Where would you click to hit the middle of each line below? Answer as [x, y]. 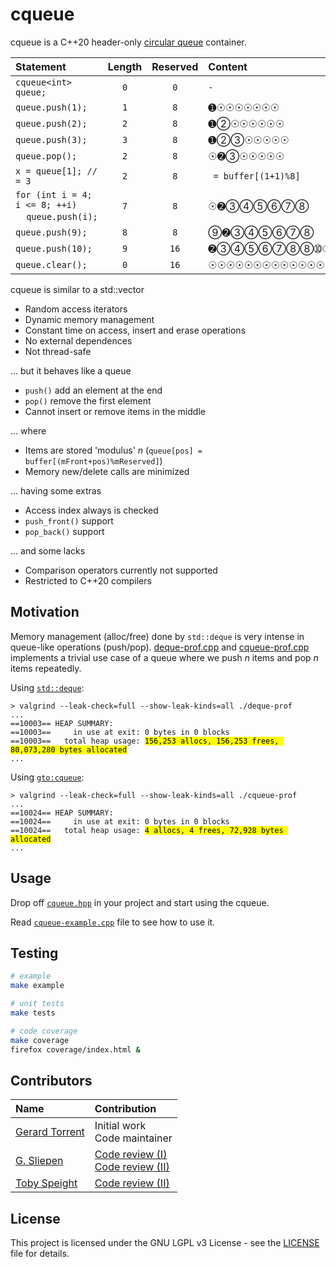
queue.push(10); [54, 248]
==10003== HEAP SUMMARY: [62, 723]
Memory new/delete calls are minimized [107, 471]
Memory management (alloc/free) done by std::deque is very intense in [157, 636]
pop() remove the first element [88, 400]
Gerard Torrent [50, 1132]
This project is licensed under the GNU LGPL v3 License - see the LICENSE [165, 1243]
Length [125, 66]
